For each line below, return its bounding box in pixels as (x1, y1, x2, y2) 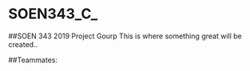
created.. (8, 39, 38, 49)
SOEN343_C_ (8, 5, 98, 23)
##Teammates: (8, 55, 58, 65)
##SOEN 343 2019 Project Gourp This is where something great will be (8, 31, 242, 41)
